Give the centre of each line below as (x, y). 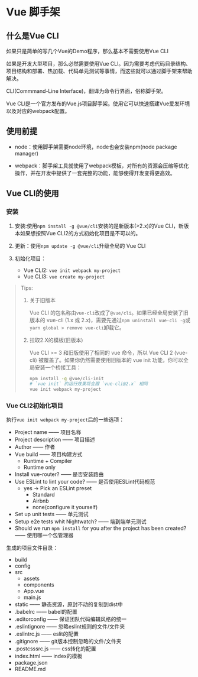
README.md (30, 669)
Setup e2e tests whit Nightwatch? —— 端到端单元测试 (80, 521)
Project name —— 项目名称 (48, 432)
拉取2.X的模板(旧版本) (56, 340)
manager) (27, 153)
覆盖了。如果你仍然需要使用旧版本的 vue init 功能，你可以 (113, 360)
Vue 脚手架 (33, 12)
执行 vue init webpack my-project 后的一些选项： (65, 420)
